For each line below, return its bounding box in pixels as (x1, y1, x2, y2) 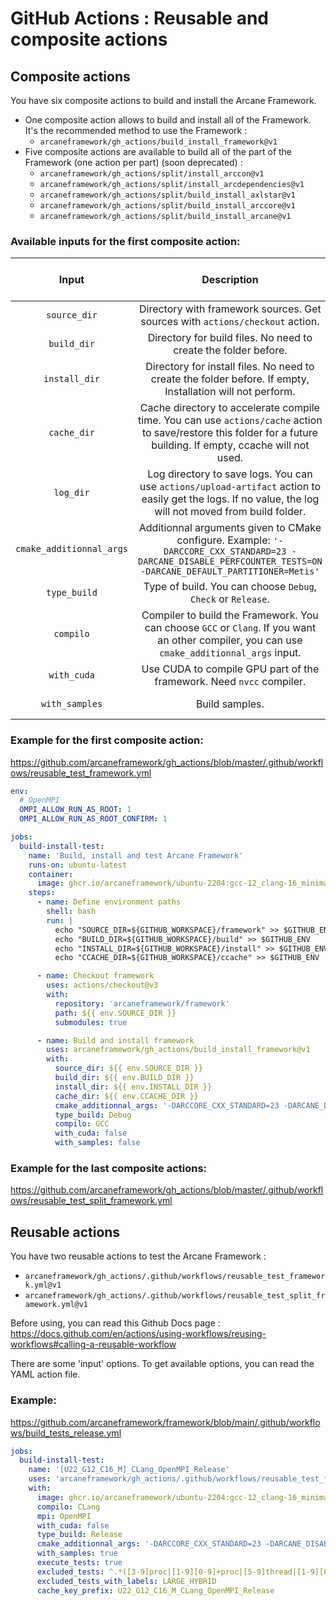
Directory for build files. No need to (147, 331, 313, 345)
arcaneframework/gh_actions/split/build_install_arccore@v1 (39, 201, 296, 211)
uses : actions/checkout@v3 (46, 980, 159, 991)
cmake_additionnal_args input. (159, 646, 302, 660)
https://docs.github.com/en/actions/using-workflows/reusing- (10, 1328, 267, 1340)
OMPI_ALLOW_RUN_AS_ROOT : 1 (19, 805, 132, 815)
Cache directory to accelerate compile (139, 401, 320, 415)
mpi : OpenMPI (36, 1511, 92, 1521)
